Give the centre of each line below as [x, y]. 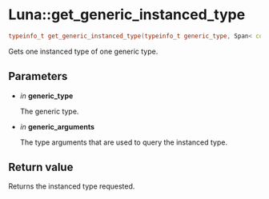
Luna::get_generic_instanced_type [127, 15]
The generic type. [49, 111]
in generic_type [46, 96]
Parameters [38, 76]
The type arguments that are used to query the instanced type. [124, 142]
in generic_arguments [57, 126]
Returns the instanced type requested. [72, 186]
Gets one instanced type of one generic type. [83, 51]
